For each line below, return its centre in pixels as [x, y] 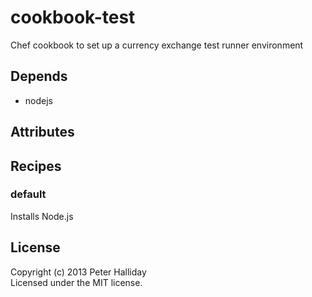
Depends [39, 76]
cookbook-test [73, 17]
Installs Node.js [42, 216]
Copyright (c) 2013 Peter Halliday [78, 272]
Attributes [42, 132]
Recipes [36, 166]
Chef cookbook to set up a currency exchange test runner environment [157, 45]
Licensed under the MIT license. [76, 282]
